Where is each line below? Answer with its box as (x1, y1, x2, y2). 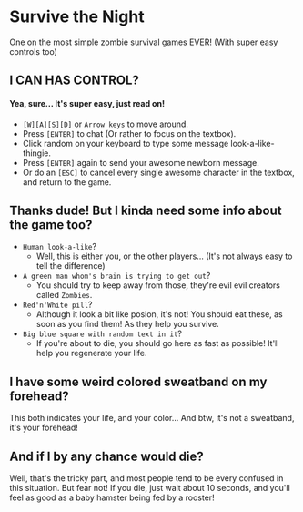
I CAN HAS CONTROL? (9, 73, 139, 88)
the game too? (9, 217, 93, 232)
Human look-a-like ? (22, 241, 97, 252)
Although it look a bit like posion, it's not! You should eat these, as (35, 309, 284, 320)
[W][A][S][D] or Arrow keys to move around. (22, 118, 189, 129)
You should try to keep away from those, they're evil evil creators (35, 280, 280, 291)
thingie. (22, 148, 52, 159)
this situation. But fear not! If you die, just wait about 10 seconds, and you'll (9, 482, 291, 493)
